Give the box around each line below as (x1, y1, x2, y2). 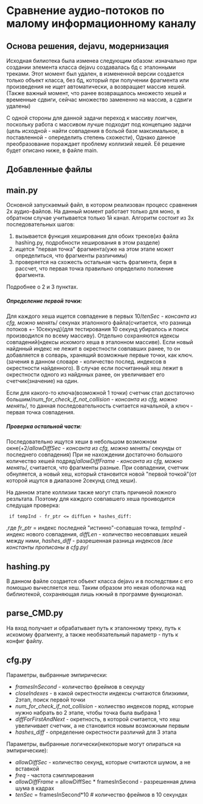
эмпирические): (6, 747, 49, 754)
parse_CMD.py (6, 608, 64, 619)
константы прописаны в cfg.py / (6, 544, 89, 551)
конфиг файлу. (6, 637, 44, 644)
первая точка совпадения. (6, 409, 75, 416)
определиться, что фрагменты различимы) (15, 252, 128, 259)
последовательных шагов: (6, 221, 75, 228)
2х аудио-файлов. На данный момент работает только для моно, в (6, 208, 180, 215)
